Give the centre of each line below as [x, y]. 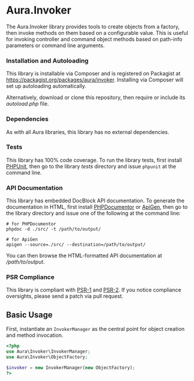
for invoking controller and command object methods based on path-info [94, 39]
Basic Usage [29, 315]
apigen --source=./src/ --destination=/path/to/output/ [76, 245]
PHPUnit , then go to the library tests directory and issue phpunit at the [91, 166]
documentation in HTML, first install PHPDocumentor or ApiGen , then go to [97, 207]
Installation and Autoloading [47, 61]
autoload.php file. [28, 104]
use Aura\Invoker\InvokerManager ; [48, 352]
